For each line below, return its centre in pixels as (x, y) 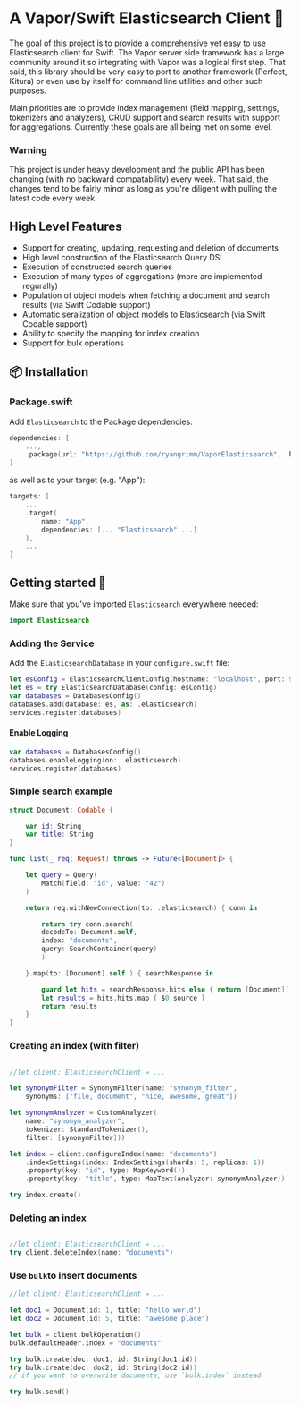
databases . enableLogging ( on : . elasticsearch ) (95, 760)
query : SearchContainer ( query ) (100, 949)
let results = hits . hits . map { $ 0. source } (123, 998)
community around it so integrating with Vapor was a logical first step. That (147, 62)
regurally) (40, 286)
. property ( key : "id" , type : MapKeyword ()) (105, 1171)
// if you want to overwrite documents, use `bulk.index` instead (135, 1376)
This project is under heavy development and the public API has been (137, 170)
